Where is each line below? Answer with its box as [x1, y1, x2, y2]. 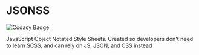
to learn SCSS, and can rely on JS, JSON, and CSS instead [6, 42, 152, 49]
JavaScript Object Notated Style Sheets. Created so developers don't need [6, 35, 194, 42]
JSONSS [6, 4, 50, 18]
